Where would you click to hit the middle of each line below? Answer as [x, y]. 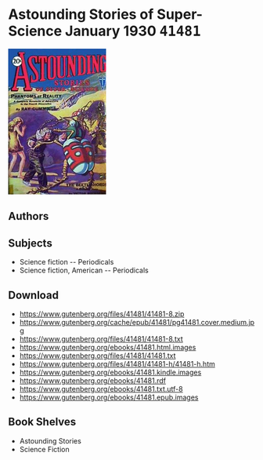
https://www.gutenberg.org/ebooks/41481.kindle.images [110, 372]
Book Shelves [42, 422]
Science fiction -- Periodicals [67, 262]
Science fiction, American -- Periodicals [84, 270]
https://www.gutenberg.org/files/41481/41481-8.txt [101, 338]
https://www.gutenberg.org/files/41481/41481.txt [97, 356]
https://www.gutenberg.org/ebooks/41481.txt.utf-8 [101, 389]
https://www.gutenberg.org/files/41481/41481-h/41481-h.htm [117, 363]
